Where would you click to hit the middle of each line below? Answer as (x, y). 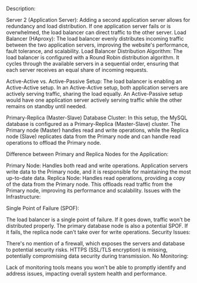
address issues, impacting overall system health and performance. (86, 274)
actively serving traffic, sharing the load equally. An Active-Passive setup (94, 94)
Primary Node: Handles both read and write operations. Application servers (97, 165)
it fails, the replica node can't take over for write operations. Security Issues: (98, 232)
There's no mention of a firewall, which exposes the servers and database (96, 243)
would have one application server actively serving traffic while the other (94, 100)
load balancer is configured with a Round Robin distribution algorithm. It (93, 57)
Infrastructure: (23, 197)
